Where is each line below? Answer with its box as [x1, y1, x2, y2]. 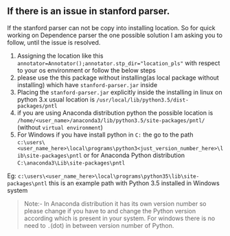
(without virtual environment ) [16, 123, 103, 131]
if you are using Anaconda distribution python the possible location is [16, 108, 214, 117]
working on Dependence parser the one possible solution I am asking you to [7, 31, 223, 39]
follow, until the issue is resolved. [7, 38, 101, 47]
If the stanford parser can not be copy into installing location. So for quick [7, 23, 216, 32]
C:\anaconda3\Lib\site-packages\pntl [16, 159, 126, 167]
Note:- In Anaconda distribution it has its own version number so [23, 199, 207, 208]
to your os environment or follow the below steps [16, 66, 156, 74]
